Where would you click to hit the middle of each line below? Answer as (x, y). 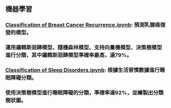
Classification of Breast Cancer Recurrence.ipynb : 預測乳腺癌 (83, 25)
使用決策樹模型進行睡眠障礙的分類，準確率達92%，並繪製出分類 (84, 93)
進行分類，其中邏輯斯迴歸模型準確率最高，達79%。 (69, 55)
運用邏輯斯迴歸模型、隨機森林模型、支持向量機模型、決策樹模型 (84, 47)
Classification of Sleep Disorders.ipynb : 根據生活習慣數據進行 (82, 70)
